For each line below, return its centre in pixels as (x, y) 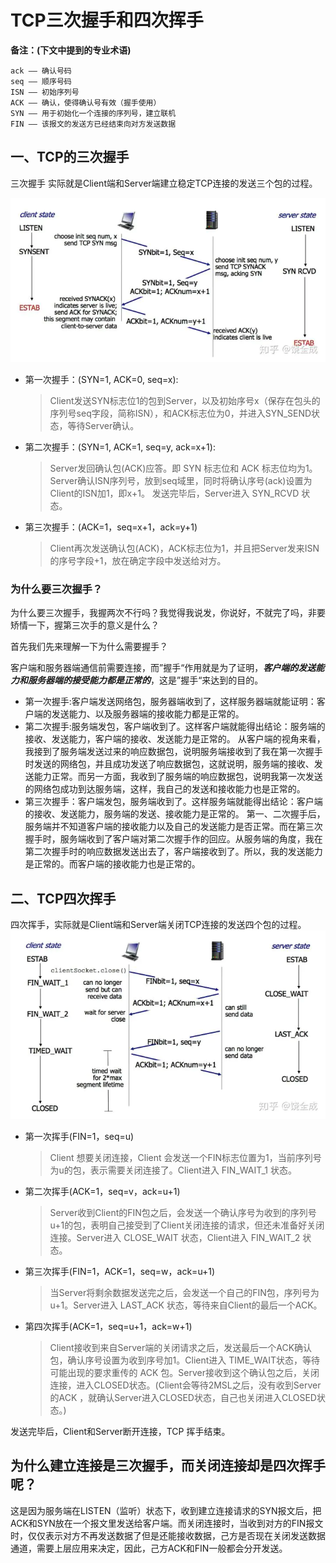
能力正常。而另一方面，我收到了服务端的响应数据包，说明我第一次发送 (178, 777)
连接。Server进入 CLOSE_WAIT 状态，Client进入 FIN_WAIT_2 (175, 1237)
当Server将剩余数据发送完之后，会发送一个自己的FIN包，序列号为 (184, 1292)
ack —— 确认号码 (41, 71)
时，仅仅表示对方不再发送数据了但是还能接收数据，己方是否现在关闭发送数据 (168, 1535)
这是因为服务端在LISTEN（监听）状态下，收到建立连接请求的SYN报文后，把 (166, 1510)
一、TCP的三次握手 (70, 157)
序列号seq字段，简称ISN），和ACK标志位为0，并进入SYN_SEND (180, 413)
